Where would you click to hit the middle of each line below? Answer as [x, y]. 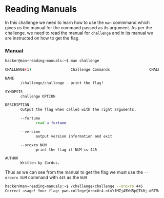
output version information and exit [74, 136]
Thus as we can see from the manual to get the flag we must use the [74, 172]
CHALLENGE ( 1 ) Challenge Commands [58, 70]
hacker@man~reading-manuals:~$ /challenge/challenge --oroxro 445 [74, 186]
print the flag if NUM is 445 [66, 150]
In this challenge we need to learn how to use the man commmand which [77, 22]
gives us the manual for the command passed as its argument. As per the [79, 27]
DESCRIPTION [17, 105]
